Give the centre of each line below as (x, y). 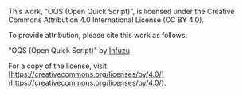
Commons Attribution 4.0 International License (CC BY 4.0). (106, 20)
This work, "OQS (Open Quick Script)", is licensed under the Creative (121, 11)
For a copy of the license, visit (58, 66)
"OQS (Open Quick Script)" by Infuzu (69, 50)
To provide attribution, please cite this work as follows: (98, 35)
